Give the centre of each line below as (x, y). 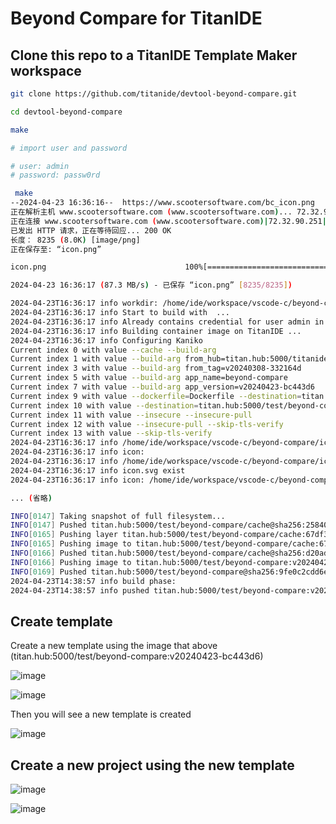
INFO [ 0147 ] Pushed (48, 525)
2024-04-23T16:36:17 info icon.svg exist (98, 470)
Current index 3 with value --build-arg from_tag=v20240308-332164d (156, 368)
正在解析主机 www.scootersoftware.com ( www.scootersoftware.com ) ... (151, 212)
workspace (46, 70)
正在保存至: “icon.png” (56, 249)
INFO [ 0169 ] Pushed (48, 572)
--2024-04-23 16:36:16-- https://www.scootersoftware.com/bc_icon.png (162, 203)
